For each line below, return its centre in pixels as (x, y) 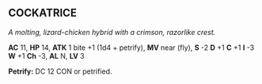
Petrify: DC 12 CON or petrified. (60, 71)
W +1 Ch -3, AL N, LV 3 (46, 55)
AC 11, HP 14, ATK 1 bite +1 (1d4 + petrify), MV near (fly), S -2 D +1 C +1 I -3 (131, 48)
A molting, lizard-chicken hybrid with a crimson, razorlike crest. (112, 32)
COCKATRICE (43, 13)
